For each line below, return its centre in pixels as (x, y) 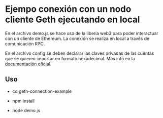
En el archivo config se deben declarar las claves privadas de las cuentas (80, 53)
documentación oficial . (28, 64)
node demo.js (26, 110)
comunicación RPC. (25, 43)
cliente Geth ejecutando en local (73, 20)
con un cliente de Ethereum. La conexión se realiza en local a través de (77, 39)
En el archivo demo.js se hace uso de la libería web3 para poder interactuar (82, 33)
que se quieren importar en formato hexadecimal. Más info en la (70, 58)
